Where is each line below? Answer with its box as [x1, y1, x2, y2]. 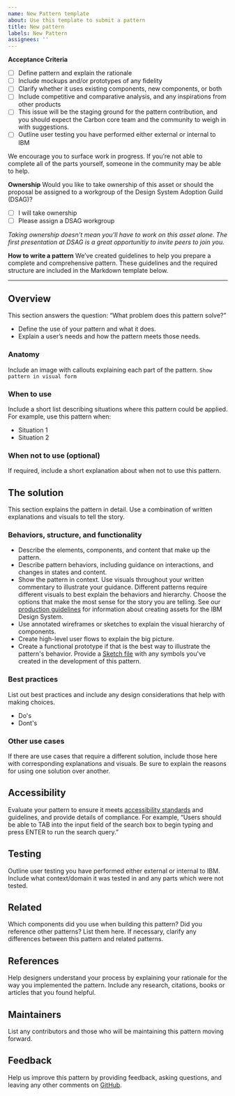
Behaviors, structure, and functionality [8, 530, 142, 540]
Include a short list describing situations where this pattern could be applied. [8, 405, 228, 414]
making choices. [8, 698, 55, 706]
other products [17, 100, 61, 109]
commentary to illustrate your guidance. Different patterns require [17, 583, 208, 592]
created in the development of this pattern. [17, 657, 142, 666]
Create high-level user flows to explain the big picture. [17, 635, 174, 643]
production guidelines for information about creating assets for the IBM [17, 605, 222, 614]
